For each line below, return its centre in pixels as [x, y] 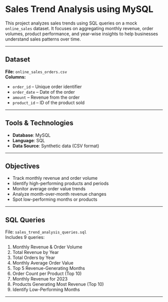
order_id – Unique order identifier [47, 87]
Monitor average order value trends [49, 189]
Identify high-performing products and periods [60, 183]
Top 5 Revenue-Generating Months [48, 268]
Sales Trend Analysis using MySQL [79, 9]
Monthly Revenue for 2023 [40, 279]
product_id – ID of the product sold [48, 102]
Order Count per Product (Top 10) [47, 273]
